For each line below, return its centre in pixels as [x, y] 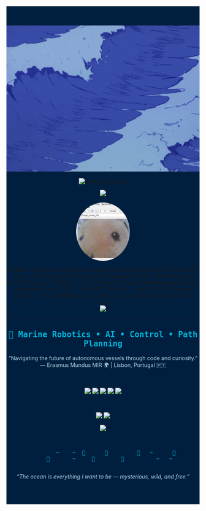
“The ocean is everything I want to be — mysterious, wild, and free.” [103, 477]
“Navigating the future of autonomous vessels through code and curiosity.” [103, 358]
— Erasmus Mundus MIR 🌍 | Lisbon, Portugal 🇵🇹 [103, 365]
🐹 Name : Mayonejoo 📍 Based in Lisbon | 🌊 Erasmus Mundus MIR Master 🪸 [103, 270]
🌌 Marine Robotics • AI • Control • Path [103, 334]
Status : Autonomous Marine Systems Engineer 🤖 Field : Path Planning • [103, 276]
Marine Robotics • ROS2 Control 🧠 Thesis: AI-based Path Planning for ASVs [103, 283]
